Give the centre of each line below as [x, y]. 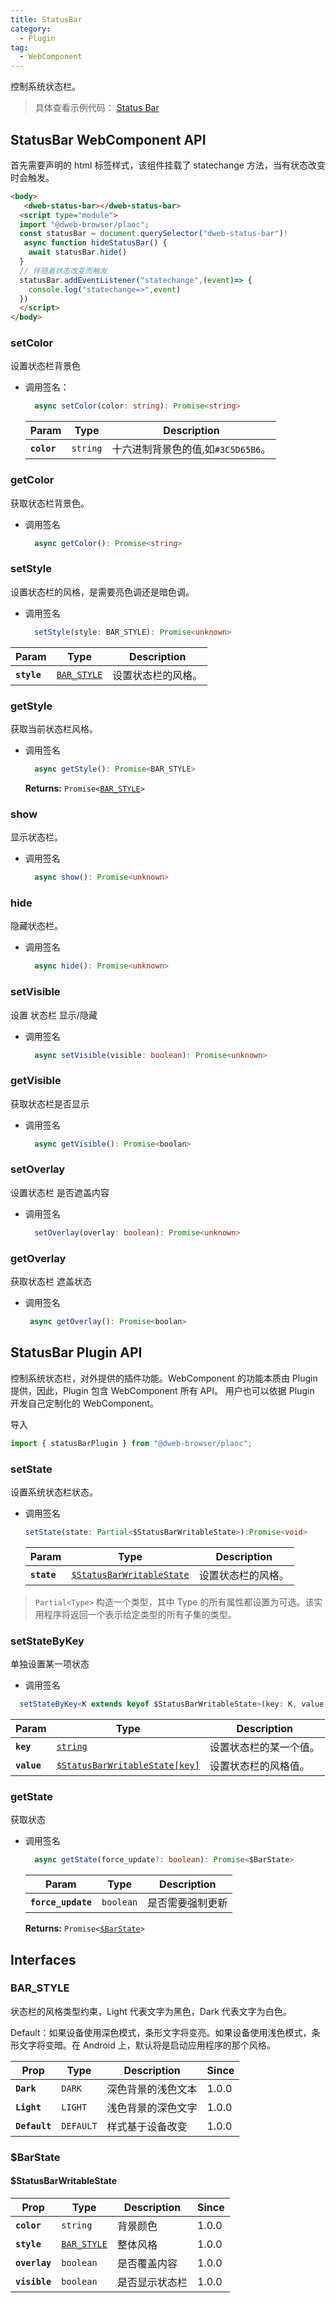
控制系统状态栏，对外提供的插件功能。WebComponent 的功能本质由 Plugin [164, 1378]
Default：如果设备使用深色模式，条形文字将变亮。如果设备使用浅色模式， [161, 2032]
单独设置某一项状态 [50, 1664]
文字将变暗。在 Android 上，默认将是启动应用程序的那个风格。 [147, 2045]
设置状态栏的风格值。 [259, 1766]
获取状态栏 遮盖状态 [51, 1282]
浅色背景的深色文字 [152, 2108]
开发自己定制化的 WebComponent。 [84, 1403]
